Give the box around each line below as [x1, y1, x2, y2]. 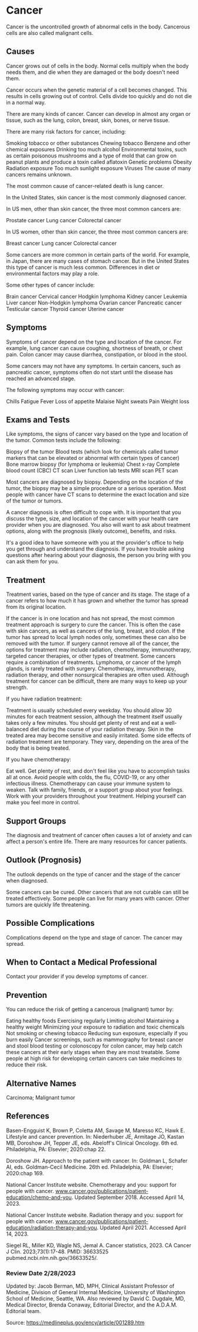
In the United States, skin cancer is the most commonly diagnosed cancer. [6, 193, 187, 201]
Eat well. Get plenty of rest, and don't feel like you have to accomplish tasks [6, 767, 190, 774]
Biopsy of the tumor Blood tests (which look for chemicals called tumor [6, 448, 179, 455]
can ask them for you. [6, 558, 59, 565]
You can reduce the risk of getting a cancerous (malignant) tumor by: [6, 1006, 174, 1013]
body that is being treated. [6, 744, 71, 751]
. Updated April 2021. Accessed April [97, 1224, 187, 1231]
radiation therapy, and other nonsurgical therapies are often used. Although [6, 672, 189, 679]
